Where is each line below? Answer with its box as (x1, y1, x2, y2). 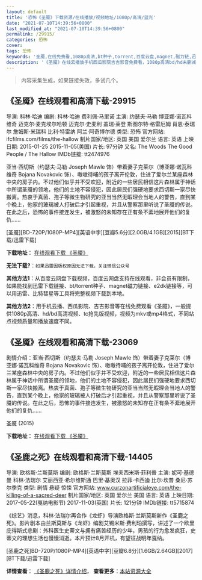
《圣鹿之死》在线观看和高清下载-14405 (6, 452, 153, 462)
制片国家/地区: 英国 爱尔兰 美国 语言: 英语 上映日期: (68, 491, 194, 499)
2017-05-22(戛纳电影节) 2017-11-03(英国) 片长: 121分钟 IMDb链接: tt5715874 (6, 499, 194, 506)
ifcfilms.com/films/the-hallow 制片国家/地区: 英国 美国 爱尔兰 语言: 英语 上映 (6, 136, 194, 143)
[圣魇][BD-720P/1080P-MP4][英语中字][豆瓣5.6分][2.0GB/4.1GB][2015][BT (6, 229, 189, 236)
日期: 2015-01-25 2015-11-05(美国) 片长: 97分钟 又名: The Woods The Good (6, 143, 192, 151)
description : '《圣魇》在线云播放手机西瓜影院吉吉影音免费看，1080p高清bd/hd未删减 (6, 59, 197, 65)
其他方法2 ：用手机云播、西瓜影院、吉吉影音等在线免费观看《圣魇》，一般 (6, 302, 186, 310)
